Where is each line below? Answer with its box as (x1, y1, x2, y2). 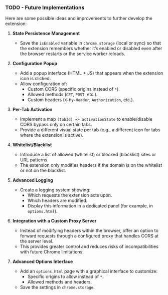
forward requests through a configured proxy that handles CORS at (20, 233, 159, 239)
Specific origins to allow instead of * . (27, 273, 104, 279)
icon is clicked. (20, 76, 51, 82)
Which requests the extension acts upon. (27, 192, 112, 198)
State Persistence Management (12, 31, 80, 37)
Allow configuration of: (20, 81, 67, 87)
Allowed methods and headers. (27, 279, 92, 285)
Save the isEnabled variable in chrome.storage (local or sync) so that (20, 40, 161, 46)
